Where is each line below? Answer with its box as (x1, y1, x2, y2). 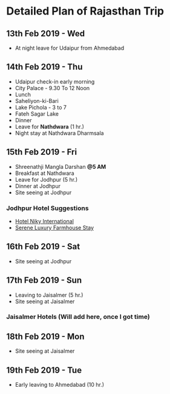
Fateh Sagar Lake (15, 110, 59, 117)
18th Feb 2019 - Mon (6, 331, 85, 341)
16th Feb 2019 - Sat (6, 241, 80, 252)
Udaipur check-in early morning (15, 77, 95, 85)
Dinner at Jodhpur (15, 182, 60, 189)
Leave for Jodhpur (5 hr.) (15, 176, 78, 183)
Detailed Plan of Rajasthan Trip (6, 4, 165, 18)
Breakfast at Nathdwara (15, 169, 74, 177)
